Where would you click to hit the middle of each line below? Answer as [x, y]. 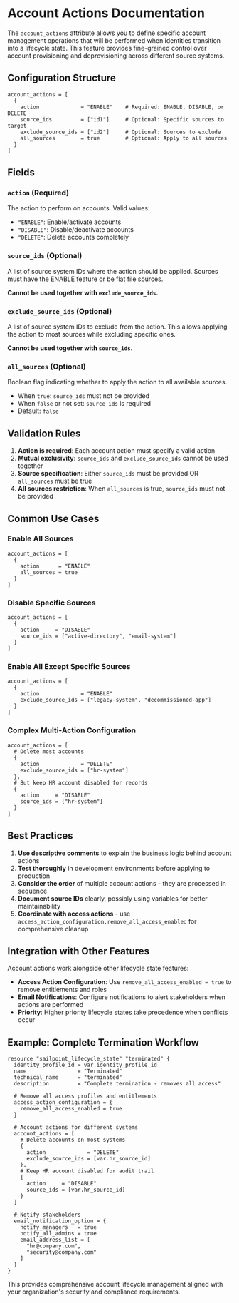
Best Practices [40, 836]
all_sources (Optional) [47, 367]
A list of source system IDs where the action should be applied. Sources [113, 271]
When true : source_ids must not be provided [84, 396]
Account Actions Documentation [106, 13]
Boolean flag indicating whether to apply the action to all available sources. [117, 382]
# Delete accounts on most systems [73, 1140]
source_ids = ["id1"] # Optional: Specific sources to [122, 119]
